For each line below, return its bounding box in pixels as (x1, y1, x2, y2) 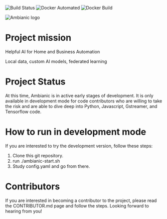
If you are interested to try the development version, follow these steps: (5, 143, 153, 149)
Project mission (5, 32, 72, 44)
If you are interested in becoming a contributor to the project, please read (5, 197, 157, 203)
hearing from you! (5, 208, 43, 214)
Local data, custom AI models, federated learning (5, 58, 107, 64)
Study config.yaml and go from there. (12, 163, 90, 169)
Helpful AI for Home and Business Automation (5, 48, 100, 55)
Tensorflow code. (5, 108, 42, 115)
